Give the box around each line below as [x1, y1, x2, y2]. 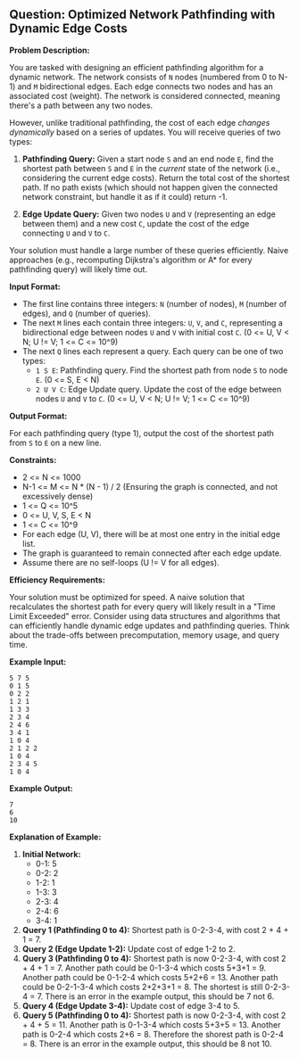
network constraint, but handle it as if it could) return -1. [21, 191, 228, 202]
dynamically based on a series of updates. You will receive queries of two [9, 127, 281, 137]
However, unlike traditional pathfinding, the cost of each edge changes [9, 117, 270, 128]
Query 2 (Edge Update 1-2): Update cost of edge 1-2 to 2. [21, 943, 236, 954]
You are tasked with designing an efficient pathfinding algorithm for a [9, 62, 264, 72]
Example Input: [9, 656, 67, 667]
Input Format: [9, 281, 61, 292]
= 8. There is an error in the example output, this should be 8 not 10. [21, 1038, 272, 1049]
